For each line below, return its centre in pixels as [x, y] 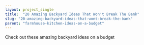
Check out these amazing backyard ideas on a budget [60, 37]
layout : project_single [29, 10]
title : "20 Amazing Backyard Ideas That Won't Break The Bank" [72, 14]
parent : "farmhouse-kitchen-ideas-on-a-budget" [55, 23]
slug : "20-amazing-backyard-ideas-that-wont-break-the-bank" [69, 19]
